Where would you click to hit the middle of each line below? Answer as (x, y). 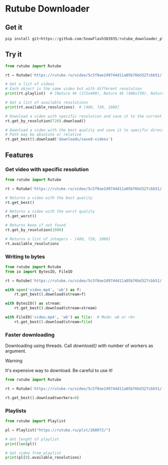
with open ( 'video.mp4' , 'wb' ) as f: (43, 290)
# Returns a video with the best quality (49, 198)
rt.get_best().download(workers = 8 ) (42, 398)
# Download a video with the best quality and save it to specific (77, 130)
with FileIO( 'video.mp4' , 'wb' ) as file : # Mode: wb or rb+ (70, 317)
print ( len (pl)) (21, 444)
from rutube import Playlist (35, 421)
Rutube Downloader (47, 9)
